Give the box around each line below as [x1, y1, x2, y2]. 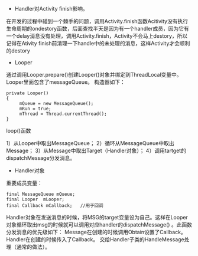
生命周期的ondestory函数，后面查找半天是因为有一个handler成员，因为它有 [6, 25, 189, 32]
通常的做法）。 [16, 244, 50, 250]
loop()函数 [6, 127, 31, 134]
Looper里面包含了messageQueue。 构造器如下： [6, 78, 126, 86]
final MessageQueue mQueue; [6, 191, 76, 197]
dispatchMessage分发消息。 [6, 155, 76, 161]
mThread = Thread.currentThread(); [19, 111, 108, 117]
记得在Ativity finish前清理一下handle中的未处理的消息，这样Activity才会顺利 [6, 40, 190, 47]
